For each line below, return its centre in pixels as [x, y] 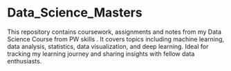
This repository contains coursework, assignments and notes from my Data [114, 32]
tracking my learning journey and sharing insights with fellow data [101, 54]
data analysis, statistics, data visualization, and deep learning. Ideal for [108, 46]
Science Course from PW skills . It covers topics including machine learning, [116, 39]
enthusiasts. [25, 61]
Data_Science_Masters [75, 13]
